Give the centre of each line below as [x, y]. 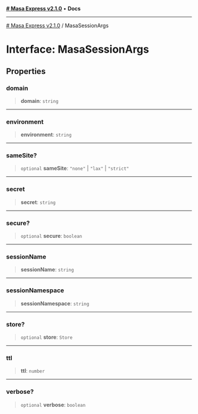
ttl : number [33, 371]
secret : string [38, 202]
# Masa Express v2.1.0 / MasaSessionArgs [57, 25]
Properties [26, 71]
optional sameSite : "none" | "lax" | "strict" [75, 169]
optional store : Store [46, 337]
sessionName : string [47, 270]
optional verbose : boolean [53, 405]
